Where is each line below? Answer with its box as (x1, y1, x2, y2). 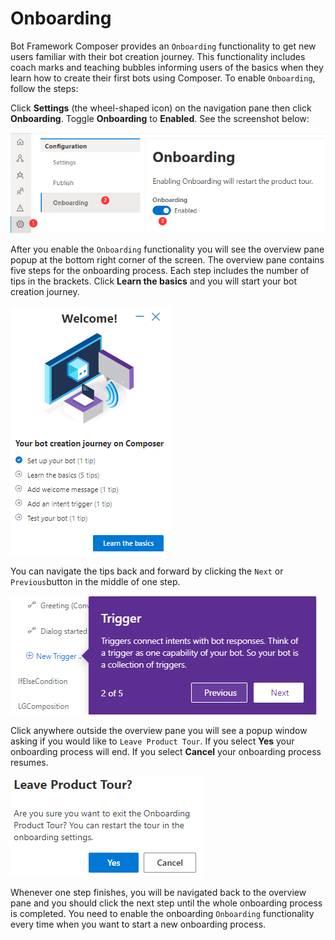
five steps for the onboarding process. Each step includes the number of (10, 264, 310, 276)
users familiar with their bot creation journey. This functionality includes (10, 50, 306, 62)
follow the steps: (10, 82, 79, 94)
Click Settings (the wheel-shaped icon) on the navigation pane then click (10, 102, 312, 114)
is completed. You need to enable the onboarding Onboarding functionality (10, 907, 315, 919)
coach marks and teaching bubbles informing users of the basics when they (10, 61, 324, 73)
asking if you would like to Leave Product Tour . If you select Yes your (10, 735, 295, 747)
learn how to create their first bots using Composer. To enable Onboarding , (10, 72, 316, 84)
